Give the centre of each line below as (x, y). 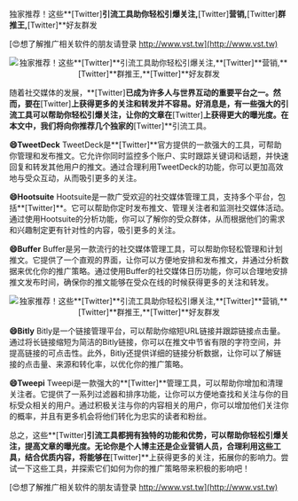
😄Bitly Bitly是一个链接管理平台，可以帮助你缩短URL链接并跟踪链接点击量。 (147, 331)
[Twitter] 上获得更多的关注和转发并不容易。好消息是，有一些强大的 (161, 104)
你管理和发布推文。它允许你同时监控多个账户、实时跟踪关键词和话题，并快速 (149, 156)
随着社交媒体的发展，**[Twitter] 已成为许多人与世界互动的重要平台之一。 (141, 93)
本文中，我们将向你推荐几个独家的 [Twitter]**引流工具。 (110, 126)
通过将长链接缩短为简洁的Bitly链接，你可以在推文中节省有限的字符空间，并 (145, 342)
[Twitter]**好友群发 (62, 25)
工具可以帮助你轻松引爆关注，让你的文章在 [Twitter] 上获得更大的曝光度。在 (153, 115)
